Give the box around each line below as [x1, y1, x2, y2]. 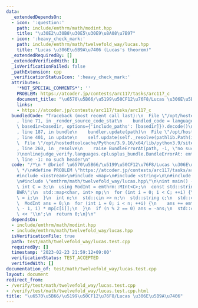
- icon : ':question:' [11, 19, 65, 25]
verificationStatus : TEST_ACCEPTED [11, 255, 99, 261]
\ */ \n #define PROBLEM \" [16, 167, 81, 174]
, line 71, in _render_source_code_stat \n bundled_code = [16, 118, 170, 124]
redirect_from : [6, 277, 44, 283]
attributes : [11, 80, 41, 86]
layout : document [6, 271, 49, 277]
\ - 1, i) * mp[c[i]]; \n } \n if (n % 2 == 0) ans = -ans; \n [16, 206, 173, 212]
